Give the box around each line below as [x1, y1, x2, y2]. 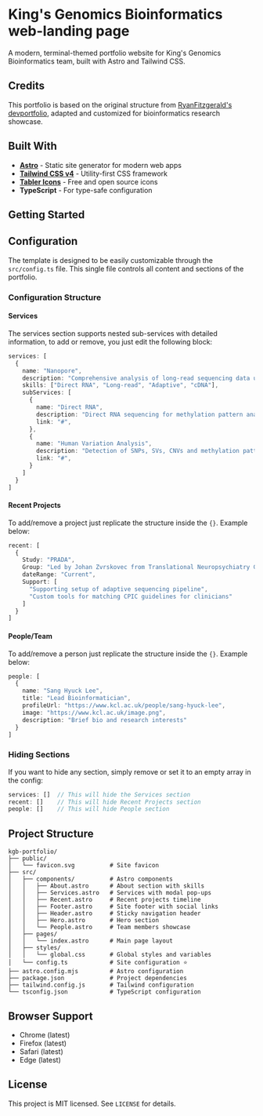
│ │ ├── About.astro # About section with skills [8, 882, 205, 890]
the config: [8, 775, 43, 785]
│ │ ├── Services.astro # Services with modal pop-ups [8, 889, 212, 897]
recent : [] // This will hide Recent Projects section [8, 798, 201, 806]
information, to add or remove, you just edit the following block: [8, 337, 213, 346]
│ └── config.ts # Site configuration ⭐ [8, 959, 188, 967]
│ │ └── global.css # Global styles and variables [8, 951, 212, 959]
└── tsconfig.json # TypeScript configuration [8, 988, 201, 996]
